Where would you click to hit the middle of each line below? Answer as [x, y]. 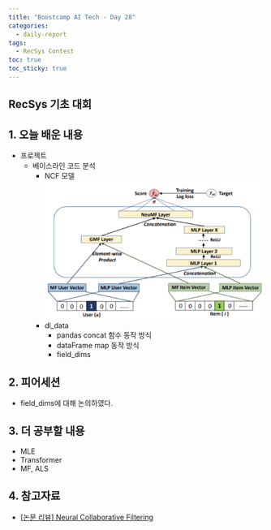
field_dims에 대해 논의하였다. [67, 403]
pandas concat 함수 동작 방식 [104, 335]
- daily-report [41, 34]
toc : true [25, 60]
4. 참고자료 [34, 496]
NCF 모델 [60, 176]
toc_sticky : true [38, 69]
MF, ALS [34, 468]
